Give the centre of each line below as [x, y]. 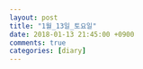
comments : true [38, 43]
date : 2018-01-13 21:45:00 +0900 [72, 34]
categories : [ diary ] [48, 51]
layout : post [34, 17]
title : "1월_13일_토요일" [53, 26]
